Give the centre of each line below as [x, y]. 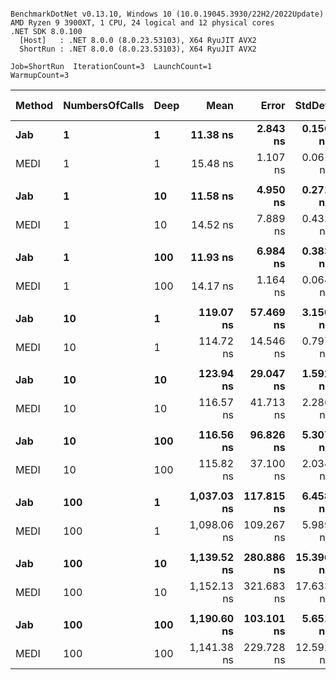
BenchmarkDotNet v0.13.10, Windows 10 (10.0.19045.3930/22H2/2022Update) [167, 14]
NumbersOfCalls [104, 105]
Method [34, 105]
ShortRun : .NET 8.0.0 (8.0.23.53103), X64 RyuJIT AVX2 [138, 49]
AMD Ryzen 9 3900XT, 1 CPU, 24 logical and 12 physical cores [142, 23]
